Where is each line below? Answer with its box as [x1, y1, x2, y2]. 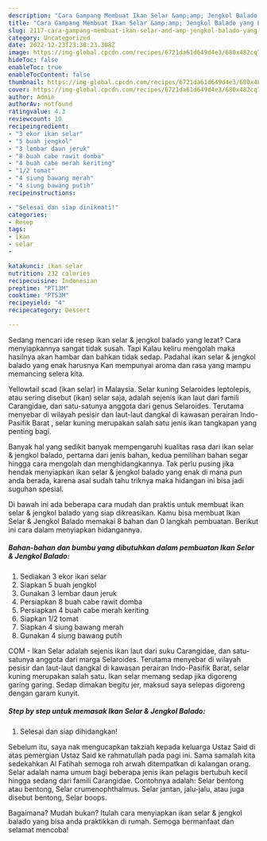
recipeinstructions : [8, 188, 77, 197]
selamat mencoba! [8, 824, 69, 835]
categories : [8, 211, 48, 219]
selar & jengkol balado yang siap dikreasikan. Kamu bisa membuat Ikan [8, 508, 241, 517]
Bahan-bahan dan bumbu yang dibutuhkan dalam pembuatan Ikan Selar [8, 543, 255, 552]
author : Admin [8, 93, 56, 101]
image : [8, 48, 30, 56]
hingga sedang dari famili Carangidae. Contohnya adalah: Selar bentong [8, 776, 244, 785]
